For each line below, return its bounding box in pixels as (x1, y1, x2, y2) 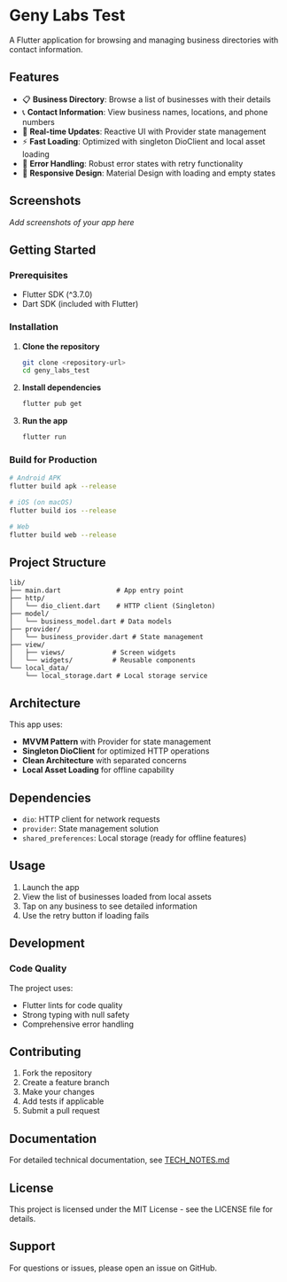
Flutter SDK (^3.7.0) (21, 289, 93, 300)
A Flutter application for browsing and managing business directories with (9, 35, 279, 45)
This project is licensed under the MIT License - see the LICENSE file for (9, 1203, 273, 1215)
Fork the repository (21, 1067, 93, 1078)
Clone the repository (21, 340, 100, 351)
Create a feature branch (21, 1077, 110, 1088)
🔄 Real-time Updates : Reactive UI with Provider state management (21, 126, 267, 137)
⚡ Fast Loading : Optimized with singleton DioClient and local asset (21, 136, 266, 146)
